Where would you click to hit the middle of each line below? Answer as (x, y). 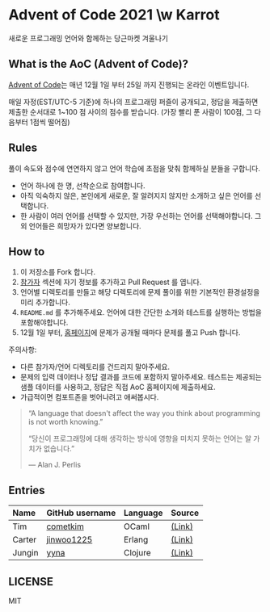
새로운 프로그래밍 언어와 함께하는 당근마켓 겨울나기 (88, 38)
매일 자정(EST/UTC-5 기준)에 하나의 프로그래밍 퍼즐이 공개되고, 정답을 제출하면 (133, 102)
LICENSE (31, 582)
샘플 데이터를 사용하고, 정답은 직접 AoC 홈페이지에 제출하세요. (118, 387)
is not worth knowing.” (65, 422)
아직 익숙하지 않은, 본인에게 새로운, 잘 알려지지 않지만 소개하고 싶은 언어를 (136, 195)
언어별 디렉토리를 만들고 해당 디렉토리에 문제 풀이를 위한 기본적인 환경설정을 (140, 292)
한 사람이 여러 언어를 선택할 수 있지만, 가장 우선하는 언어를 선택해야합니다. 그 (141, 216)
